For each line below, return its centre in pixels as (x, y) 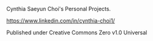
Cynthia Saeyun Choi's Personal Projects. (59, 9)
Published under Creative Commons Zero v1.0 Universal (77, 32)
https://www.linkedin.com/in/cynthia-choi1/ (61, 20)
